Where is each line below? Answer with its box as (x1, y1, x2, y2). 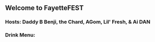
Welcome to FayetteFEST (5, 4, 84, 12)
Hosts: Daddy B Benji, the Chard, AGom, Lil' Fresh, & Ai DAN (5, 19, 151, 25)
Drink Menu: (5, 32, 35, 39)
